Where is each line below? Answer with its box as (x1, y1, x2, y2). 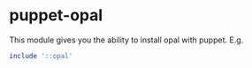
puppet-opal (9, 5, 103, 26)
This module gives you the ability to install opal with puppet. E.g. (9, 34, 244, 45)
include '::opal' (9, 51, 73, 60)
